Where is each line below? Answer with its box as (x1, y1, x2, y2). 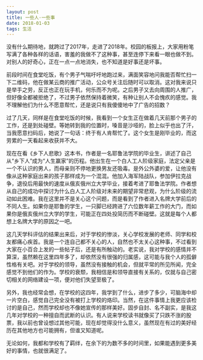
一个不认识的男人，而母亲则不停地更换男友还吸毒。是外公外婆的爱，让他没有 (6, 165, 197, 172)
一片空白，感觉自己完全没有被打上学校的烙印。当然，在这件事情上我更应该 (6, 296, 192, 304)
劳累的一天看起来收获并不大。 (6, 137, 80, 144)
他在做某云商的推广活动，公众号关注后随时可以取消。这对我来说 (32, 79, 192, 86)
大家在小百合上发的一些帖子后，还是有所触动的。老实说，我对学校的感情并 (6, 246, 192, 253)
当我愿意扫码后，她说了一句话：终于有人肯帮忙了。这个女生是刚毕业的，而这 (6, 129, 197, 137)
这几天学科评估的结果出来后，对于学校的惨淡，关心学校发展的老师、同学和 (6, 231, 192, 238)
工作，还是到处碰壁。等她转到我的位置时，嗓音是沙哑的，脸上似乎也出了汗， (6, 122, 197, 129)
